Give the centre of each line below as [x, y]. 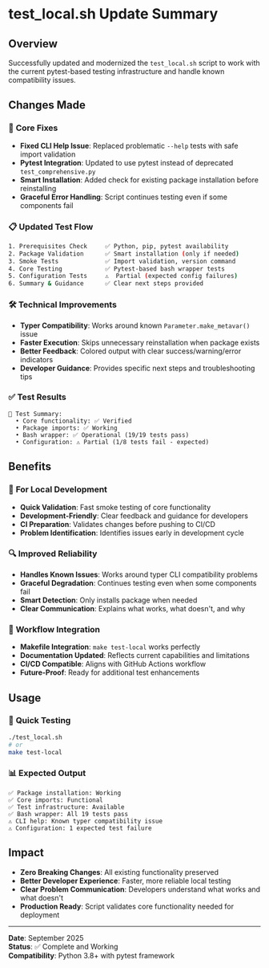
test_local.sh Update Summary [113, 14]
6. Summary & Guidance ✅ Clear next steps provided [106, 284]
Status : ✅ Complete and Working [63, 946]
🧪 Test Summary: [35, 414]
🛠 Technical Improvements [63, 304]
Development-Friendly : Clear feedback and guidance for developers [134, 516]
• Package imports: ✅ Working [66, 428]
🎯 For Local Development [58, 489]
